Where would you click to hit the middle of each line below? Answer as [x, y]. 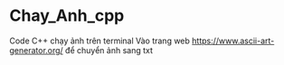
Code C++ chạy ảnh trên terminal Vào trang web [99, 41]
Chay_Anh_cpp [67, 16]
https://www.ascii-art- [233, 41]
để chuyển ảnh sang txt [109, 50]
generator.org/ [36, 50]
